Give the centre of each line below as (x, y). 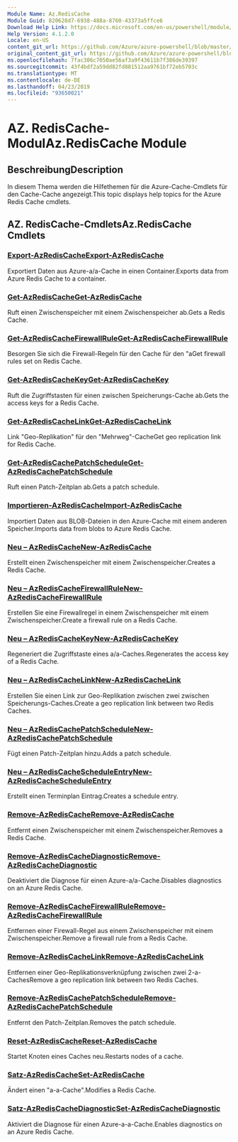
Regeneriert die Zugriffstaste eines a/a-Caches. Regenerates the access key (118, 654)
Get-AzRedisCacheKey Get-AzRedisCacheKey (88, 379)
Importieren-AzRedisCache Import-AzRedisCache (95, 505)
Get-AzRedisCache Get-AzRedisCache (75, 297)
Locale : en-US (28, 41)
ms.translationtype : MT (42, 73)
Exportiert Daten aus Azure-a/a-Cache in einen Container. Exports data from (118, 271)
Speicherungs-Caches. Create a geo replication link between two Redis (110, 703)
